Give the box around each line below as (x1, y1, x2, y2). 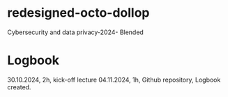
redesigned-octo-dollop (7, 5, 150, 21)
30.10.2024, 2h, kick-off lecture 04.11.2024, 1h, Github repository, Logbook (7, 75, 221, 84)
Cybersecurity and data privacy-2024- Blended (7, 28, 144, 36)
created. (7, 82, 31, 91)
